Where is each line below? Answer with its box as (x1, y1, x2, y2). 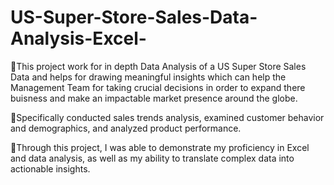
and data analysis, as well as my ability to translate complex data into (10, 152, 295, 164)
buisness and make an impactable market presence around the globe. (10, 92, 298, 104)
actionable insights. (10, 162, 91, 175)
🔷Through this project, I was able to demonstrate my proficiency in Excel (10, 141, 310, 153)
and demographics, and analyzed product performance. (10, 122, 242, 134)
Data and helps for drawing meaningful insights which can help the (10, 71, 287, 83)
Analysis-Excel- (10, 27, 147, 50)
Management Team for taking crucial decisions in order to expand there (10, 81, 306, 93)
